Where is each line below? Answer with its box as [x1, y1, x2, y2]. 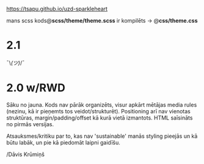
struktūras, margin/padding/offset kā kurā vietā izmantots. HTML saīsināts [6, 114, 193, 121]
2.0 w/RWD [6, 81, 66, 95]
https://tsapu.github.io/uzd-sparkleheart [6, 5, 108, 12]
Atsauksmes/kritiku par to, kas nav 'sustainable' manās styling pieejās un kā [6, 132, 198, 140]
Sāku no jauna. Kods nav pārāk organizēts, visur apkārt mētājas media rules [6, 101, 197, 109]
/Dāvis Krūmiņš [6, 151, 45, 158]
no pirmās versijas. [6, 120, 54, 127]
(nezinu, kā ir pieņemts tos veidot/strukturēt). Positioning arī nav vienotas [6, 107, 191, 115]
